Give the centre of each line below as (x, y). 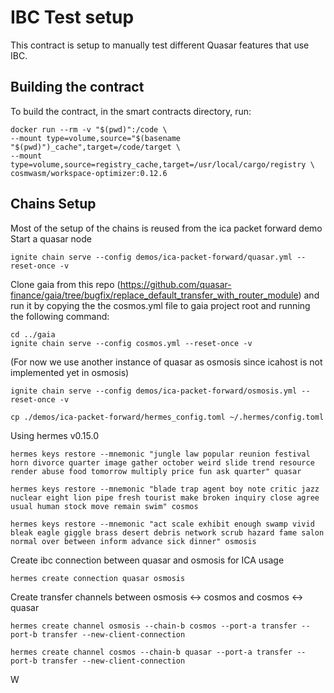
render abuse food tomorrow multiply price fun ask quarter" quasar (156, 471)
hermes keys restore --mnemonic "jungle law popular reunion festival (160, 454)
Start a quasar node (51, 238)
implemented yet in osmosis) (70, 372)
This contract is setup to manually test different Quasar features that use (160, 45)
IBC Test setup (72, 17)
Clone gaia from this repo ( (65, 284)
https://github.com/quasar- (175, 284)
